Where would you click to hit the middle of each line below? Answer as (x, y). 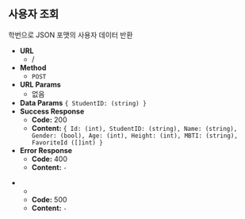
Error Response (46, 150)
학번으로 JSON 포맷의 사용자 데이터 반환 (71, 35)
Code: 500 (49, 199)
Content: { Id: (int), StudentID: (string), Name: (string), (134, 128)
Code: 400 (50, 159)
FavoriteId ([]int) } (67, 142)
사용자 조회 (34, 14)
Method (33, 67)
